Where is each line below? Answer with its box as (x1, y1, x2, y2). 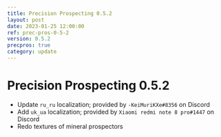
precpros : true (7, 42, 51, 49)
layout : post (7, 16, 45, 23)
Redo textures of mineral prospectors (17, 122, 123, 130)
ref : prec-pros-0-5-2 (7, 29, 70, 36)
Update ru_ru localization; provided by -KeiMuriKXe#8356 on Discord (17, 100, 210, 108)
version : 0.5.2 (7, 36, 51, 42)
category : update (7, 49, 57, 55)
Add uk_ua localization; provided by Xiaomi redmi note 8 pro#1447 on (17, 108, 215, 116)
